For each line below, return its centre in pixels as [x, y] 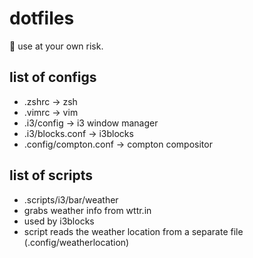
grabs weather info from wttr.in [87, 210]
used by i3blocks [59, 221]
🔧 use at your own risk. [56, 46]
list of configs [53, 77]
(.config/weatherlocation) [76, 242]
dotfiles [42, 18]
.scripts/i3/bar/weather [71, 199]
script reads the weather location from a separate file [133, 231]
